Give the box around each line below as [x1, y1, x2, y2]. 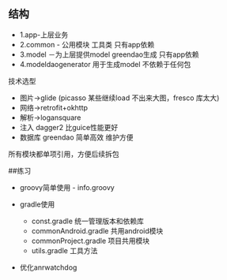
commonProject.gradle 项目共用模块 [31, 236, 150, 245]
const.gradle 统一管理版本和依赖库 [31, 216, 145, 226]
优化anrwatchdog [19, 263, 78, 272]
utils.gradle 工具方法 [31, 245, 98, 255]
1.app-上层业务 [19, 30, 69, 39]
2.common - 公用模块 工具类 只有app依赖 [19, 39, 155, 49]
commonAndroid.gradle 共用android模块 [31, 226, 164, 235]
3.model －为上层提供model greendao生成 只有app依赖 [19, 50, 199, 59]
